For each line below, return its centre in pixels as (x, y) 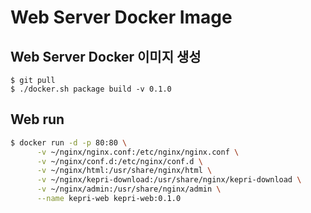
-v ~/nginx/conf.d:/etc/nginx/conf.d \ (119, 161)
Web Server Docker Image (121, 17)
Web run (37, 119)
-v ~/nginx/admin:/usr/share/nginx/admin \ (129, 189)
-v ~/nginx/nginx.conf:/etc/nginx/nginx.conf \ (138, 152)
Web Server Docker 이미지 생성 (106, 56)
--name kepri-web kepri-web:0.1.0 (109, 199)
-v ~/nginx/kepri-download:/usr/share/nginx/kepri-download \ (169, 180)
